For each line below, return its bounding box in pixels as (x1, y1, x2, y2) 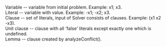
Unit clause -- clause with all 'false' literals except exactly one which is (5, 25, 151, 31)
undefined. (5, 31, 28, 36)
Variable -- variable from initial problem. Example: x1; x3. (5, 4, 122, 10)
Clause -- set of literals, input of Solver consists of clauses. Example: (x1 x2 (5, 15, 161, 20)
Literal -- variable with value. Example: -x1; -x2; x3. (5, 9, 111, 15)
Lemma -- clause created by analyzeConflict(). (5, 36, 102, 42)
